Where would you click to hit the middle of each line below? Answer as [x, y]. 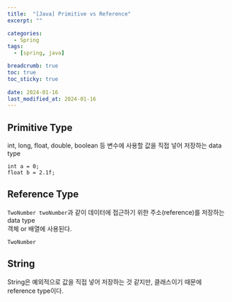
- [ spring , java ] [39, 53]
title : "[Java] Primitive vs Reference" [69, 14]
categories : [25, 33]
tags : [15, 47]
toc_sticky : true [33, 79]
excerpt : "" [25, 21]
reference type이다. [35, 291]
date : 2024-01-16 [33, 92]
